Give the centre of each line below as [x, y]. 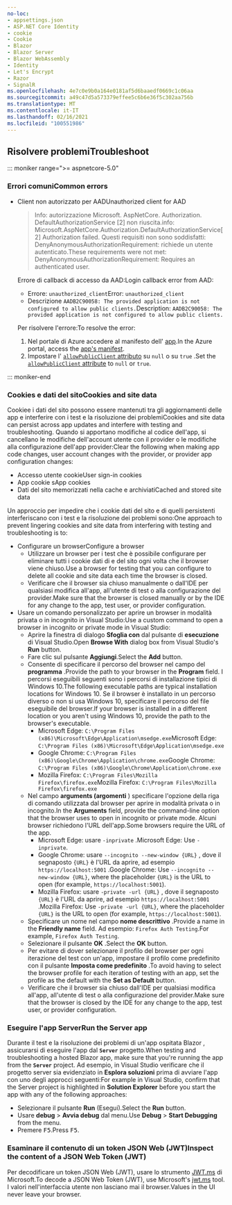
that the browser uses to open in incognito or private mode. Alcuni [122, 817]
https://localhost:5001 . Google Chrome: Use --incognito [122, 870]
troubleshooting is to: [37, 533]
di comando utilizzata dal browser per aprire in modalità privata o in [124, 803]
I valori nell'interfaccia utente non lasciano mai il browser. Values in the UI [111, 1187]
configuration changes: [41, 461]
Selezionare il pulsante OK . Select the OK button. [98, 943]
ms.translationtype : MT [42, 104]
